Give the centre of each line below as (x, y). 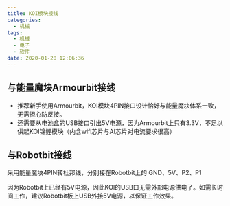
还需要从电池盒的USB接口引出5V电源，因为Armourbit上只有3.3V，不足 (117, 123)
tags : (15, 33)
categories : (24, 20)
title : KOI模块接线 (33, 13)
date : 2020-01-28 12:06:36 (46, 58)
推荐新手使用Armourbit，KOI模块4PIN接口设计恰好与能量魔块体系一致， (118, 105)
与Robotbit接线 (39, 155)
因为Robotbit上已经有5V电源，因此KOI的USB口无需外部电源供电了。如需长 (112, 187)
